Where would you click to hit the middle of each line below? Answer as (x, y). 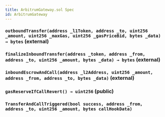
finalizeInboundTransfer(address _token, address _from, (75, 54)
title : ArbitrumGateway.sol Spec (40, 10)
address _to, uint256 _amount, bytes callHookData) (69, 109)
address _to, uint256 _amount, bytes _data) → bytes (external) (83, 60)
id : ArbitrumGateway (27, 14)
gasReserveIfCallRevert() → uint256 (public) (59, 91)
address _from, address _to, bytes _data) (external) (70, 78)
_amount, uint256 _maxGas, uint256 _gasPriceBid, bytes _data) (83, 36)
